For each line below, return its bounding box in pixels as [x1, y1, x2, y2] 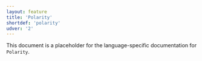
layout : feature [6, 8, 47, 15]
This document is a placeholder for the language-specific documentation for [6, 42, 197, 49]
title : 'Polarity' [6, 14, 53, 20]
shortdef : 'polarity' [6, 20, 61, 26]
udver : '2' [6, 25, 34, 32]
